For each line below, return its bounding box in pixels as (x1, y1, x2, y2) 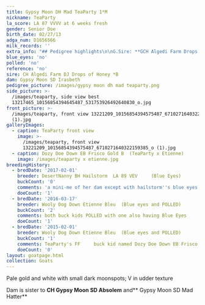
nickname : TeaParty (6, 15, 56, 21)
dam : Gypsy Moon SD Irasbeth (6, 77, 81, 83)
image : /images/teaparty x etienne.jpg (17, 156, 119, 162)
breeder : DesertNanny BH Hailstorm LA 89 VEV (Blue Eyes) (17, 173, 182, 180)
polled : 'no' (6, 60, 40, 66)
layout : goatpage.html (6, 252, 64, 259)
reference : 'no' (6, 65, 48, 72)
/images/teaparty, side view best (12, 94, 99, 100)
